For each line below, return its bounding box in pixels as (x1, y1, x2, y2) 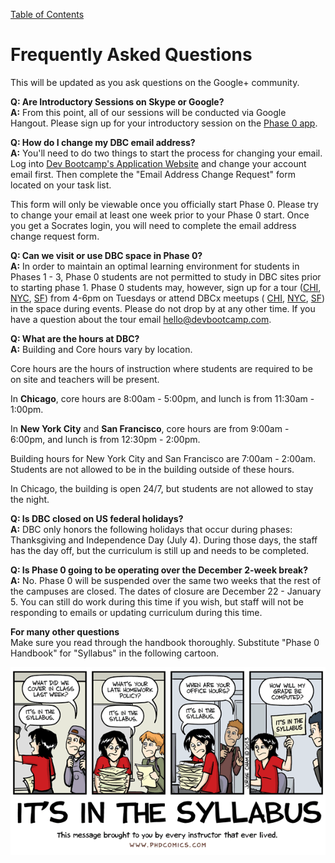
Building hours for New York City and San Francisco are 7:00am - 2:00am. (10, 452, 317, 464)
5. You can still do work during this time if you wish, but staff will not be (10, 595, 304, 608)
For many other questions (10, 625, 120, 638)
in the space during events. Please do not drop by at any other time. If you (10, 302, 316, 314)
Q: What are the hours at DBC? (10, 332, 140, 344)
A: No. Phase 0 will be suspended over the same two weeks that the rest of (10, 574, 322, 586)
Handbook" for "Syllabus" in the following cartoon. (10, 647, 220, 659)
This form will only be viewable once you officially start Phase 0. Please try (10, 198, 319, 210)
